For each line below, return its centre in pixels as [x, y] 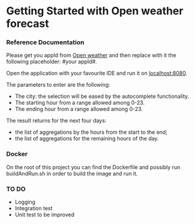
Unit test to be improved [45, 215]
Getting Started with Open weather [95, 11]
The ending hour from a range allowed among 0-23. [79, 109]
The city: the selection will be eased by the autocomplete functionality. [102, 96]
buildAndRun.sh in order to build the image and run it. [72, 173]
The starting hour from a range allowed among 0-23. [80, 103]
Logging [25, 202]
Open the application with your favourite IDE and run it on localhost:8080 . [97, 73]
